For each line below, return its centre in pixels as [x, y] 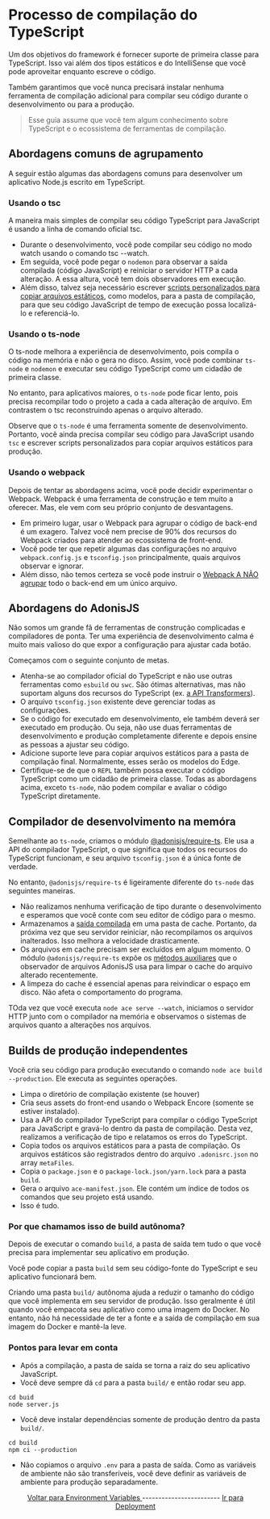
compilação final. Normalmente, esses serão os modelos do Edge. [130, 762]
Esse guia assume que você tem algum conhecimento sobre [128, 119]
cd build [23, 1442]
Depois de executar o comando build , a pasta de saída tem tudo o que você [135, 1244]
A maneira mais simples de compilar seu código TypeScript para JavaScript [134, 220]
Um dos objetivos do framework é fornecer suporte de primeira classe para [134, 54]
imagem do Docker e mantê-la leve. [68, 1327]
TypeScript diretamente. [60, 796]
